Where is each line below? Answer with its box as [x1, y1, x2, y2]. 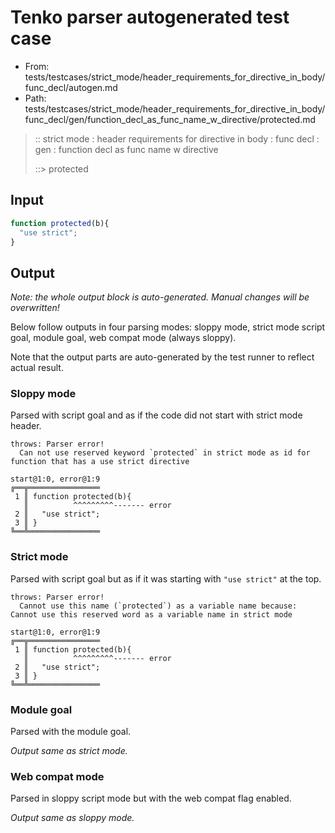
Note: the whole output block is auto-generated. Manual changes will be [10, 291, 310, 303]
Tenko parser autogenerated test [10, 6, 290, 29]
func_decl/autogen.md [24, 81, 118, 93]
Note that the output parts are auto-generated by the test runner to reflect [10, 351, 315, 363]
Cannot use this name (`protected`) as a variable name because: [19, 601, 298, 611]
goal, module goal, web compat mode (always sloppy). [10, 332, 237, 344]
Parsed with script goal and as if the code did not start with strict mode [10, 409, 303, 421]
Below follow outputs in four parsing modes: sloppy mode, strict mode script [10, 321, 326, 333]
